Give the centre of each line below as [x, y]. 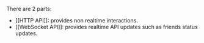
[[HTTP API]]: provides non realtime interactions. [77, 20]
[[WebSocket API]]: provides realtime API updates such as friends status [107, 27]
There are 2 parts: [29, 9]
